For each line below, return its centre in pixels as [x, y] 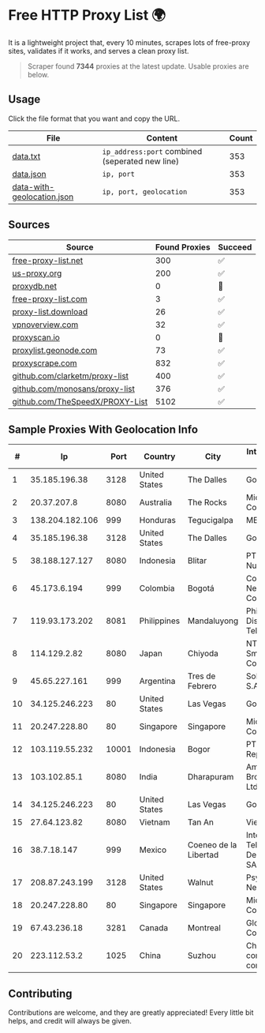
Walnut [201, 883]
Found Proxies [183, 247]
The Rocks [207, 502]
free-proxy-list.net [48, 260]
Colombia [157, 588]
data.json [29, 174]
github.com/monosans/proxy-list [74, 389]
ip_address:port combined [152, 151]
